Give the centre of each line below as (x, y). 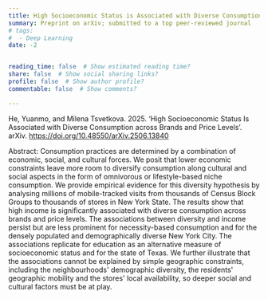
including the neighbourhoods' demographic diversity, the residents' (121, 269)
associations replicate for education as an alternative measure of (115, 244)
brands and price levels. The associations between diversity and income (127, 218)
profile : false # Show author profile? (77, 81)
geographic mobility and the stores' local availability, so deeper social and (130, 278)
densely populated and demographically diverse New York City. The (120, 235)
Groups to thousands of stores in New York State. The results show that (126, 202)
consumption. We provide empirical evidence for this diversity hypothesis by (134, 185)
